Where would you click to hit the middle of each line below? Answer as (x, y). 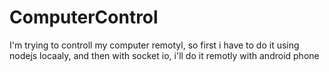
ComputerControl (84, 17)
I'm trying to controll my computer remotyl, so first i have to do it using (154, 45)
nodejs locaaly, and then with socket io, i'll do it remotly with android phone (164, 55)
